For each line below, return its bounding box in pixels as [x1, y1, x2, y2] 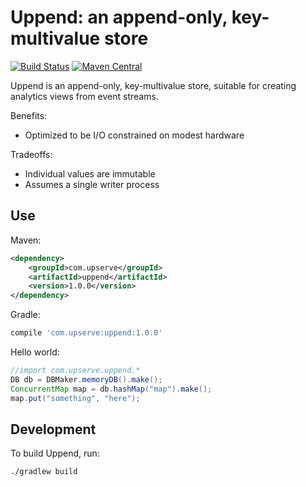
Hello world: [10, 346, 60, 358]
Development [10, 421, 97, 438]
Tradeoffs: [10, 148, 53, 160]
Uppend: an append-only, [10, 6, 228, 29]
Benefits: [10, 109, 48, 121]
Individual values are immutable [24, 167, 156, 180]
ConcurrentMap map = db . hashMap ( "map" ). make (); [10, 384, 213, 394]
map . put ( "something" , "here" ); [10, 393, 141, 403]
